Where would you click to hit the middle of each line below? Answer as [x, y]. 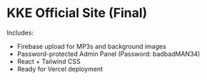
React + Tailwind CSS [49, 61]
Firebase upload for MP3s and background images [92, 46]
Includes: [20, 33]
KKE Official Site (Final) [77, 13]
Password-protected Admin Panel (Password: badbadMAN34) [108, 54]
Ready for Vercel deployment [60, 69]
